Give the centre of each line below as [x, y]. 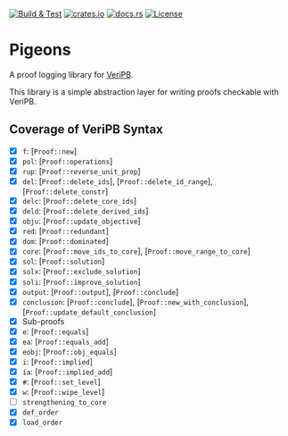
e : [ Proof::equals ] [55, 331]
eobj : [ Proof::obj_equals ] [70, 351]
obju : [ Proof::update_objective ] [81, 221]
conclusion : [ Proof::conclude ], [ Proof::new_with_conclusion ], [136, 302]
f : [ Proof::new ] [49, 151]
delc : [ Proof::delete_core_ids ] [79, 201]
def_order [41, 413]
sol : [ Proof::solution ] [63, 261]
